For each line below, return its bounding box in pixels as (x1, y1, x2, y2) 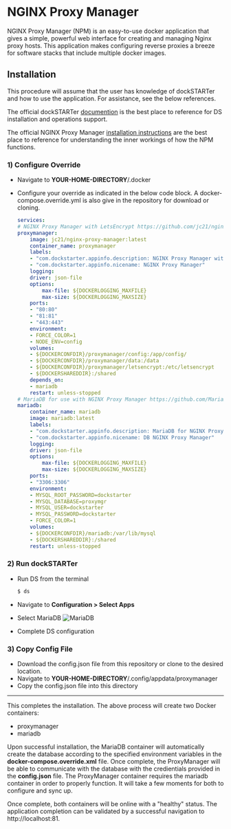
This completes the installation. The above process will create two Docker (7, 702, 217, 710)
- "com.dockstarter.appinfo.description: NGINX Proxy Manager (30, 255, 212, 262)
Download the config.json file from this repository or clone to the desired (16, 660, 223, 668)
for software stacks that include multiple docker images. (7, 49, 166, 57)
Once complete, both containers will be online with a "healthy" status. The (7, 800, 218, 808)
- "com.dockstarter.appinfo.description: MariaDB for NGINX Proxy (30, 428, 224, 434)
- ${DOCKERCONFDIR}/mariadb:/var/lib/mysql (30, 530, 156, 537)
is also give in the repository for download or (82, 197, 210, 205)
